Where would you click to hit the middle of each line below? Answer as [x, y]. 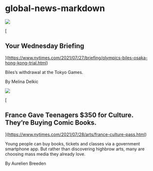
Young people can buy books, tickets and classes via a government [73, 143]
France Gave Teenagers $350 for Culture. [69, 115]
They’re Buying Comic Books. [51, 123]
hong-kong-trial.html [26, 63]
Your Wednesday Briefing [45, 46]
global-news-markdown [55, 8]
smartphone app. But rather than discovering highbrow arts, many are [75, 149]
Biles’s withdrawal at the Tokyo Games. [44, 72]
